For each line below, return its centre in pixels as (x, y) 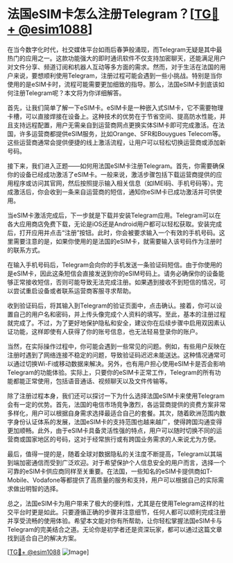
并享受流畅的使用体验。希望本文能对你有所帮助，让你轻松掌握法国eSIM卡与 (115, 521)
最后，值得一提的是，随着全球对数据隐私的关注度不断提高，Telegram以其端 (115, 454)
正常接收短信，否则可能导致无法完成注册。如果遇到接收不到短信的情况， (116, 282)
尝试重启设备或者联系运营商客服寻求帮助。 (74, 291)
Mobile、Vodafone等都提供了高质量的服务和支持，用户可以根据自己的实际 (113, 480)
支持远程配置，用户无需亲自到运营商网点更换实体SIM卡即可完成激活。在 (116, 125)
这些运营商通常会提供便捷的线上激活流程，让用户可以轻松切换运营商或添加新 (116, 142)
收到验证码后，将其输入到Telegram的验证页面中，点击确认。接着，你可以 (112, 305)
